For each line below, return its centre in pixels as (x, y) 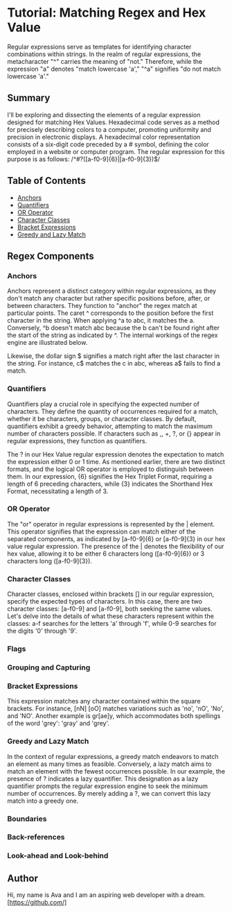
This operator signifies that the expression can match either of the (101, 531)
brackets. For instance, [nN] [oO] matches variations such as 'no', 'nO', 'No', (115, 708)
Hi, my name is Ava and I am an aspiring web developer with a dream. (106, 895)
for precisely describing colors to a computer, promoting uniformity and (109, 129)
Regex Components (51, 256)
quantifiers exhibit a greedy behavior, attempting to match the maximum (110, 426)
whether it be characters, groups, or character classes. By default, (102, 418)
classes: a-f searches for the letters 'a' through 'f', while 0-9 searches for (112, 624)
